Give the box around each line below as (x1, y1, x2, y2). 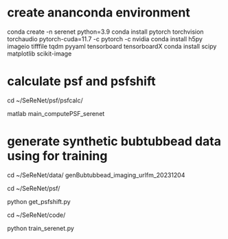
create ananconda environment (7, 5, 190, 21)
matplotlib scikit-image (7, 49, 72, 58)
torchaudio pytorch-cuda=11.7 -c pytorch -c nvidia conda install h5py (7, 34, 203, 43)
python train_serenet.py (7, 224, 74, 232)
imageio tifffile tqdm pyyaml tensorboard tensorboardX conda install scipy (7, 42, 217, 50)
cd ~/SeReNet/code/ (7, 211, 66, 219)
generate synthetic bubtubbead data (7, 134, 222, 149)
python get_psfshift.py (7, 197, 71, 205)
